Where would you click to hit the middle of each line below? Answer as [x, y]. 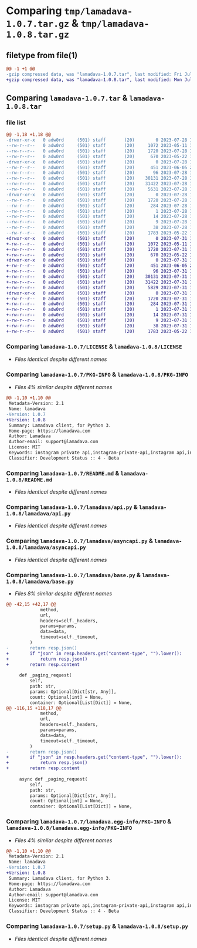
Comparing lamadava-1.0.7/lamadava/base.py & [74, 575]
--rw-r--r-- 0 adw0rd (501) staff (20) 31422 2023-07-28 [97, 184]
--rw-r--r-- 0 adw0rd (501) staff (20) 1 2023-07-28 [97, 211]
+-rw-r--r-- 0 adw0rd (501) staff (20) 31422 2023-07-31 [97, 282]
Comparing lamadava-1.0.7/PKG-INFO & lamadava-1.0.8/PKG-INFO [97, 374]
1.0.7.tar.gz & [43, 23]
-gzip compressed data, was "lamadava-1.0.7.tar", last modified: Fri [94, 74]
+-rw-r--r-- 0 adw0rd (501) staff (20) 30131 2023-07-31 [97, 277]
